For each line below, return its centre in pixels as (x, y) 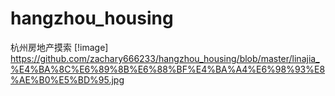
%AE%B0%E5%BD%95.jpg (67, 79)
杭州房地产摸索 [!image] (59, 47)
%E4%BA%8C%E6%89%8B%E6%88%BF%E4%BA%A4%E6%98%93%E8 (168, 69)
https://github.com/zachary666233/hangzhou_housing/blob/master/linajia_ (165, 58)
